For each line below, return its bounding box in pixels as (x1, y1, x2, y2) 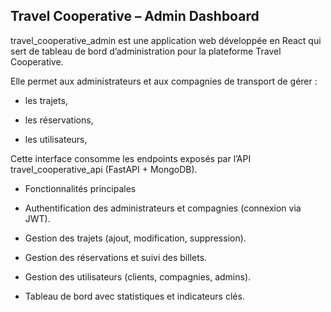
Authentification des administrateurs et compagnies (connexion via (24, 202, 302, 214)
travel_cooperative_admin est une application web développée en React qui (10, 34, 322, 46)
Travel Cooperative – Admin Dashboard (10, 8, 260, 25)
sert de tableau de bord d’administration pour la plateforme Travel (10, 45, 282, 57)
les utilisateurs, (24, 133, 88, 145)
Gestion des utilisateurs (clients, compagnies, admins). (24, 270, 252, 283)
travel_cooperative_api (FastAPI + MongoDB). (10, 163, 198, 175)
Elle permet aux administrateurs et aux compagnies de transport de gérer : (10, 75, 318, 87)
